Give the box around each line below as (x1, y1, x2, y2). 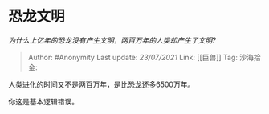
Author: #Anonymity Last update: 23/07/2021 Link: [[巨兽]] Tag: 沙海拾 (27, 52, 261, 62)
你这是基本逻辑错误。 (8, 96, 79, 106)
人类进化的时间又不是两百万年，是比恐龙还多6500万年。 (8, 79, 195, 89)
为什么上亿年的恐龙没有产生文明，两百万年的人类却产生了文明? (8, 35, 217, 45)
